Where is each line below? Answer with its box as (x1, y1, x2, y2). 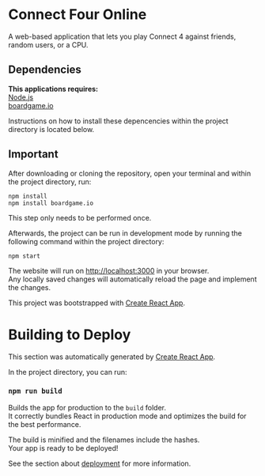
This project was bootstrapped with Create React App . (8, 298, 186, 308)
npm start (8, 251, 41, 260)
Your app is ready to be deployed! (8, 443, 119, 452)
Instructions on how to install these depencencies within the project (8, 116, 229, 126)
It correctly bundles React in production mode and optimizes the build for (8, 411, 247, 421)
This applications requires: (8, 84, 99, 93)
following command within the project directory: (8, 236, 165, 246)
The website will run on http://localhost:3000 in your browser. (8, 266, 210, 275)
